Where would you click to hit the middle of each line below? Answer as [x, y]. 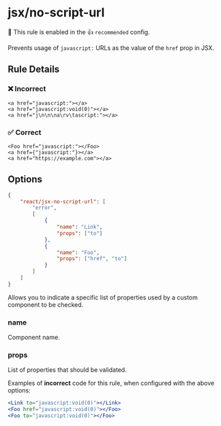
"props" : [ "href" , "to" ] [92, 259]
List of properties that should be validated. [67, 370]
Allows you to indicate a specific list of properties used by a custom [103, 297]
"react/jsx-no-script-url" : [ [63, 201]
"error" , [45, 208]
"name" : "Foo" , [78, 252]
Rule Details [34, 70]
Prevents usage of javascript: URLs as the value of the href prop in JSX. [111, 48]
